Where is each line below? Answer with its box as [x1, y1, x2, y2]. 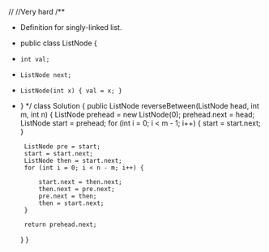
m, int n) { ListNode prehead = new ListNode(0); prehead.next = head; [19, 109, 255, 119]
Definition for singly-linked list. [19, 23, 122, 32]
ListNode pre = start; [23, 143, 101, 151]
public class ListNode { [19, 38, 97, 48]
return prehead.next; [23, 220, 97, 229]
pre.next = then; [38, 192, 97, 200]
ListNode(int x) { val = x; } [19, 87, 123, 95]
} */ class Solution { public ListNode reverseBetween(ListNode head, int [19, 101, 259, 110]
